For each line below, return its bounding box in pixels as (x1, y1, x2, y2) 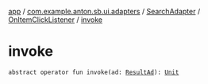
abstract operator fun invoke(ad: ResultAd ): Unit (8, 68, 179, 76)
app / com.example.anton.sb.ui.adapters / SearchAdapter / (8, 7, 201, 16)
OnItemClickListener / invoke (8, 15, 103, 24)
